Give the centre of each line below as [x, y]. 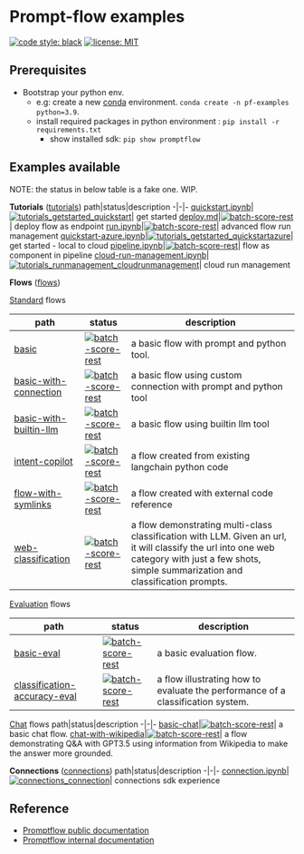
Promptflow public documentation [85, 830]
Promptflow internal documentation [88, 840]
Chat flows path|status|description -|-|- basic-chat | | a [146, 724]
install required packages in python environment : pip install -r [158, 121]
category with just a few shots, [196, 558]
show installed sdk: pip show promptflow [125, 139]
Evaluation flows [40, 604]
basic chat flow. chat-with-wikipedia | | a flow [128, 733]
